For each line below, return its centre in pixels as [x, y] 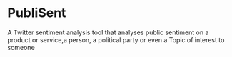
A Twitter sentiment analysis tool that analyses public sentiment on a [108, 32]
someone [21, 47]
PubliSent [37, 13]
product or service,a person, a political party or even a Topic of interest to [116, 39]
